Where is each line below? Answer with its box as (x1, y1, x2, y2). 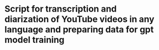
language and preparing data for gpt (4, 24, 154, 35)
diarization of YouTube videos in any (4, 14, 155, 25)
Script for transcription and (4, 3, 117, 15)
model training (4, 34, 65, 46)
